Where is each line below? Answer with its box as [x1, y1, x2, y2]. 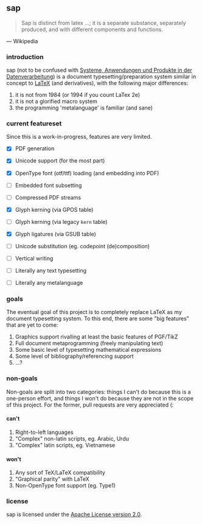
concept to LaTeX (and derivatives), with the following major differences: [6, 80, 189, 87]
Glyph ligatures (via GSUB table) [15, 230, 96, 237]
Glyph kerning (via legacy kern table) [15, 218, 108, 225]
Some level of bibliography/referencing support [15, 352, 134, 360]
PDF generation [15, 145, 55, 152]
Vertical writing [15, 254, 54, 262]
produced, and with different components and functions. [21, 26, 163, 33]
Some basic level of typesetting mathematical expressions [15, 346, 162, 354]
